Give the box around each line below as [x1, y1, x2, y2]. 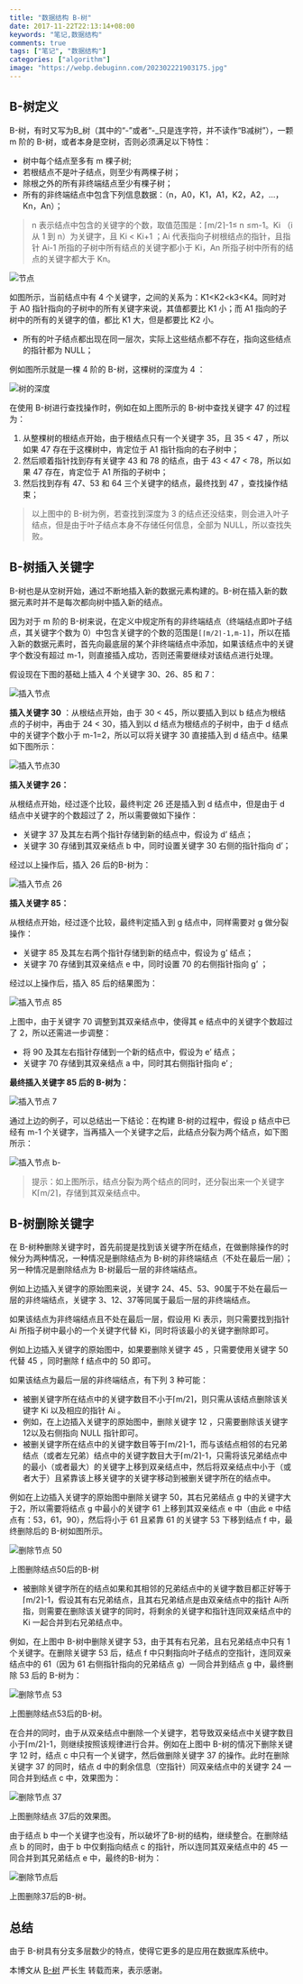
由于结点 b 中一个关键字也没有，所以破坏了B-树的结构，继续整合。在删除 [9, 1830, 281, 1841]
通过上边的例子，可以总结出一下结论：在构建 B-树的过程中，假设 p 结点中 [9, 1115, 282, 1125]
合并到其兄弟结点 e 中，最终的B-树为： [16, 1852, 162, 1863]
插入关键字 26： [9, 779, 69, 790]
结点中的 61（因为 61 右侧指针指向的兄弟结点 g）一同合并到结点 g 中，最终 [9, 1658, 286, 1669]
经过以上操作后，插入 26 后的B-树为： [9, 859, 151, 870]
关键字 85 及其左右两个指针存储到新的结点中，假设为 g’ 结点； [22, 947, 254, 958]
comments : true [9, 38, 67, 48]
